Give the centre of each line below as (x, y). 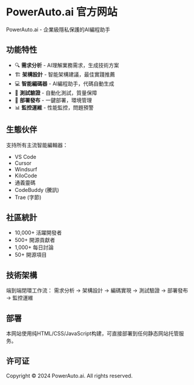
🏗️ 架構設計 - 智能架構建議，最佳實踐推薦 (65, 74)
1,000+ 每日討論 (34, 247)
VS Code (25, 157)
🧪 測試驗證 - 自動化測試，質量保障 (56, 92)
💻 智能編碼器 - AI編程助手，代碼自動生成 (64, 84)
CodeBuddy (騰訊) (37, 190)
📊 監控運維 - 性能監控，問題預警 (54, 107)
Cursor (23, 163)
